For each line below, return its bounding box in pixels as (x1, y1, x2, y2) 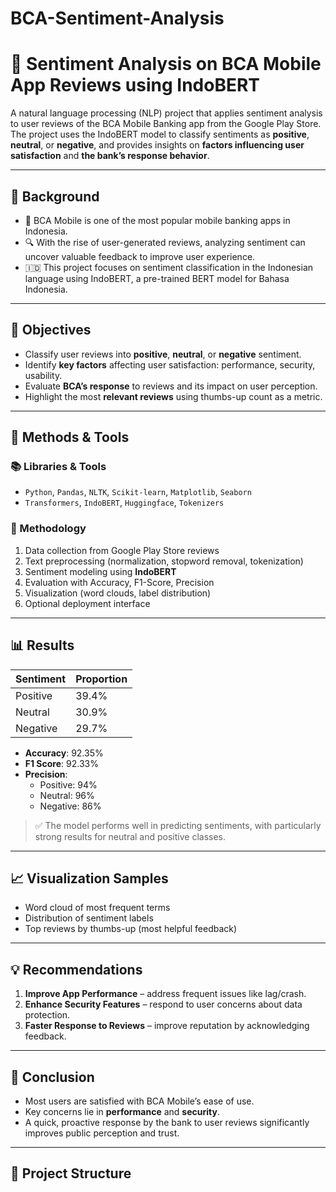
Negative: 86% (39, 800, 102, 812)
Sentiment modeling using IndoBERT (24, 565, 177, 577)
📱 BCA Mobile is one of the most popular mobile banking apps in (24, 214, 291, 226)
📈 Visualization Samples (10, 870, 169, 887)
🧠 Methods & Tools (10, 429, 130, 446)
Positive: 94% (39, 778, 98, 791)
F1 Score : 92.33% (24, 757, 99, 769)
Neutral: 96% (39, 789, 95, 801)
